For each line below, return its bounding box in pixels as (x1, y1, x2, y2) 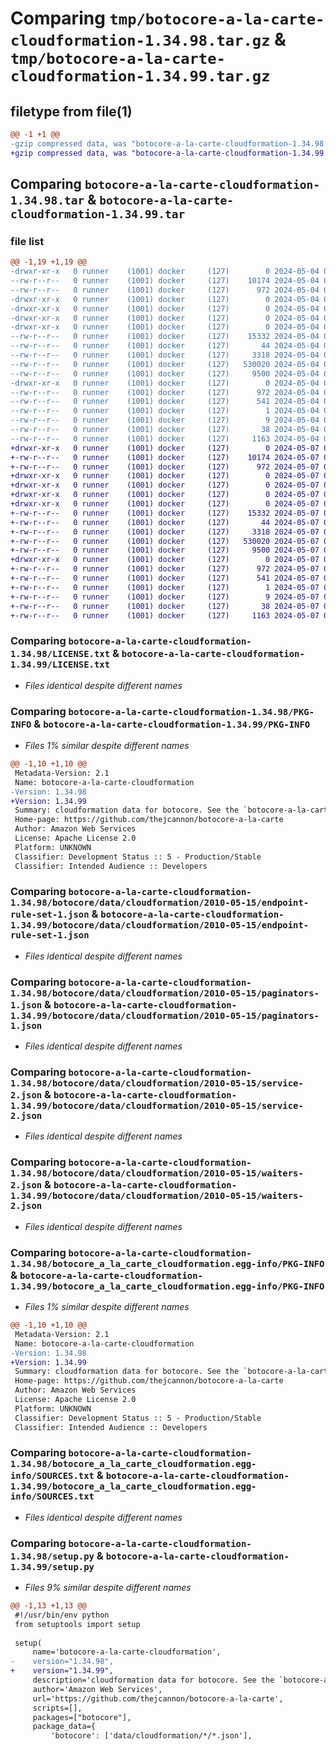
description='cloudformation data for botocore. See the (32, 1675, 275, 1686)
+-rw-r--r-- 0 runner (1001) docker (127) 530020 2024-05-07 (10, 536, 320, 546)
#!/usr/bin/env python (14, 1610, 110, 1620)
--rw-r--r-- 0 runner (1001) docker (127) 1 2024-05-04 (10, 406, 320, 416)
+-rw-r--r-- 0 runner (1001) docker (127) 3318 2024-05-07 (10, 527, 320, 537)
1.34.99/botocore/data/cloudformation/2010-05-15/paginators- (10, 1010, 320, 1021)
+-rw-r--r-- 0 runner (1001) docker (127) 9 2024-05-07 (10, 592, 320, 602)
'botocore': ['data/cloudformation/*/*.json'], (50, 1731, 253, 1741)
